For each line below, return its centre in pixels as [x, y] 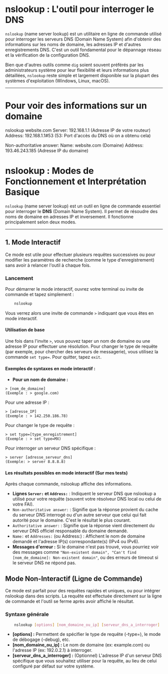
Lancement [19, 278]
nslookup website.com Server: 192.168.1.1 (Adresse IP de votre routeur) [78, 130]
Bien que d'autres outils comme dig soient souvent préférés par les [74, 65]
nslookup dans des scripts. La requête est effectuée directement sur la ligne [84, 596]
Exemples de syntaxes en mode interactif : [50, 368]
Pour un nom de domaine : [40, 380]
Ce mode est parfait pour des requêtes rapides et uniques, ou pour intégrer [83, 591]
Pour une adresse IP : [27, 402]
